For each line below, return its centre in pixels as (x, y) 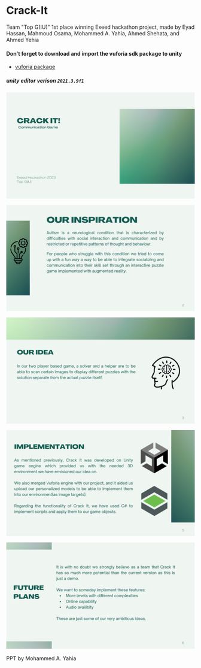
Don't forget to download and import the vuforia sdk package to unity (94, 53)
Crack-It (27, 10)
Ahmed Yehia (22, 40)
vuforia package (35, 67)
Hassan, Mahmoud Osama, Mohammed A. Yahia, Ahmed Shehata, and (93, 33)
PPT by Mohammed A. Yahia (41, 658)
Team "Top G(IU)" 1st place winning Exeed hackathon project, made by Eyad (100, 27)
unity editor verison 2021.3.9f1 (45, 80)
